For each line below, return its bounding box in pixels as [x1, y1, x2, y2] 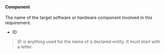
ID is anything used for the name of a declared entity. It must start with [17, 39, 161, 45]
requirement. [5, 20, 31, 26]
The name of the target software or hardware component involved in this [5, 15, 153, 20]
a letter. [17, 44, 33, 50]
